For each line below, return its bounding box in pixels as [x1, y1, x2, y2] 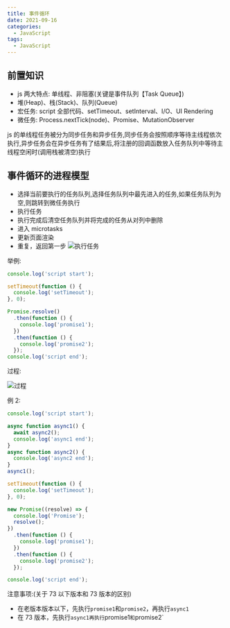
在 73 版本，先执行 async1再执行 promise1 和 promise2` [17, 613, 164, 622]
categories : [7, 23, 42, 30]
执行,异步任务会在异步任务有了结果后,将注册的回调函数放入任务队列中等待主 [7, 139, 224, 147]
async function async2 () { [7, 448, 85, 455]
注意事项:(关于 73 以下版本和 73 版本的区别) [7, 590, 132, 598]
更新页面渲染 [17, 233, 54, 241]
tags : [7, 36, 23, 43]
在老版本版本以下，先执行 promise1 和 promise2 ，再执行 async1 [17, 604, 189, 613]
